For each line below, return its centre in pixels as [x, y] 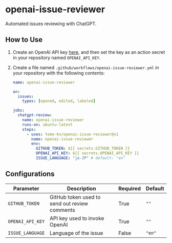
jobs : [18, 110]
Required [130, 188]
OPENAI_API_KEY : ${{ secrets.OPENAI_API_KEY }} [87, 153]
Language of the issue [76, 233]
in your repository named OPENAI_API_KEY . [57, 57]
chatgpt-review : [35, 115]
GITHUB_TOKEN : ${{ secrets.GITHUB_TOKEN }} [83, 149]
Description [81, 188]
